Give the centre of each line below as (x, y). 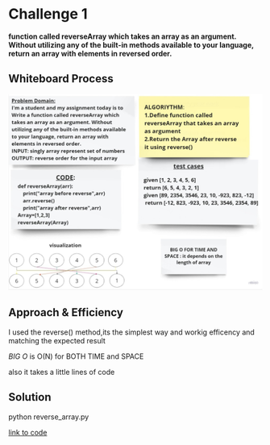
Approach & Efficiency (66, 312)
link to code (28, 432)
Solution (30, 397)
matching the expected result (57, 340)
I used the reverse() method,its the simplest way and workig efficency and (132, 332)
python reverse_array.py (49, 417)
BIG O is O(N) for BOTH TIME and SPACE (76, 356)
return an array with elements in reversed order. (90, 53)
